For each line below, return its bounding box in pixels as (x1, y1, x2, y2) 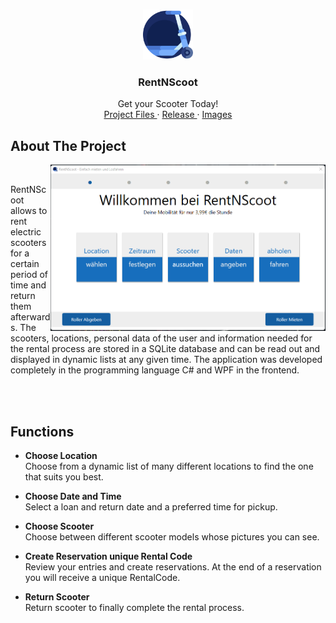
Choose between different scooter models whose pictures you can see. (24, 530, 320, 543)
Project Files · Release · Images (103, 109, 233, 121)
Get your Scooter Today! (117, 98, 219, 110)
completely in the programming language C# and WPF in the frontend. (10, 364, 300, 376)
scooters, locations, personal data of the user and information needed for (10, 332, 313, 344)
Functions (10, 423, 75, 440)
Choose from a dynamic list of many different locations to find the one (24, 460, 314, 472)
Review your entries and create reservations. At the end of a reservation (24, 560, 322, 573)
